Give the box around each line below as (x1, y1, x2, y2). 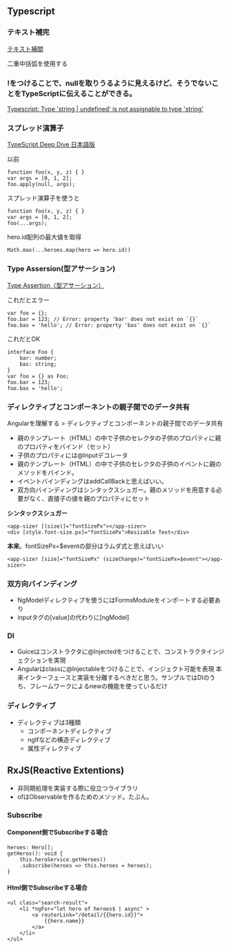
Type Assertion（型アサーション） (7, 281, 105, 289)
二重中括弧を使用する (7, 59, 68, 68)
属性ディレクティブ (27, 744, 81, 753)
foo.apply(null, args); (7, 181, 76, 188)
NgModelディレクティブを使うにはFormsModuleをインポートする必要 (17, 596, 215, 605)
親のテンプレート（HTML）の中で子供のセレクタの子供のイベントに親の (17, 459, 222, 468)
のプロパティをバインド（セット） (17, 442, 114, 450)
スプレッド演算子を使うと (7, 194, 80, 203)
